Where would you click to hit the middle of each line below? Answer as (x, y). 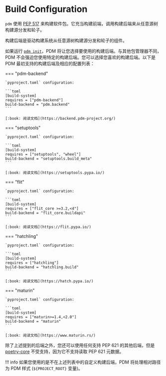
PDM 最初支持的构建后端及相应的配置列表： (50, 63)
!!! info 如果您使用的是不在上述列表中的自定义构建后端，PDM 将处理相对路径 (83, 362)
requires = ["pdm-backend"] (34, 100)
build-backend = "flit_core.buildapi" (45, 213)
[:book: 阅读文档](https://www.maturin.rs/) (50, 335)
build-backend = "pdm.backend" (38, 104)
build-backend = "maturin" (33, 321)
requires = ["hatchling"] (32, 263)
